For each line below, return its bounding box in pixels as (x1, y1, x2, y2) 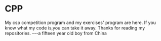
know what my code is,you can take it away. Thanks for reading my (5, 24, 145, 30)
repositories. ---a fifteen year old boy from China (5, 30, 107, 36)
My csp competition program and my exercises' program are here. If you (5, 19, 156, 25)
